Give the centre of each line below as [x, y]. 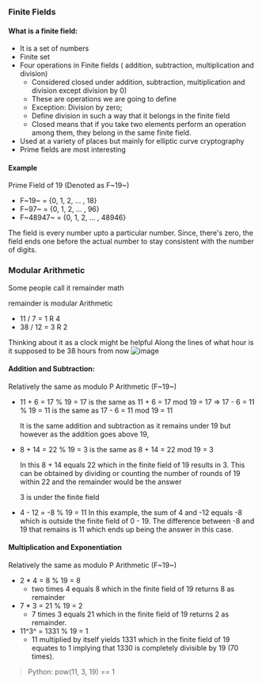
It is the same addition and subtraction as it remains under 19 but [125, 425]
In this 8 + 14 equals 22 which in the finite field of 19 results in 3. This [132, 465]
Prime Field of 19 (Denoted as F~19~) [69, 186]
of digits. [23, 250]
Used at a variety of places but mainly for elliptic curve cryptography [132, 141]
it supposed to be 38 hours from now [69, 351]
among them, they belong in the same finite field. [111, 133]
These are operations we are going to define [104, 99]
